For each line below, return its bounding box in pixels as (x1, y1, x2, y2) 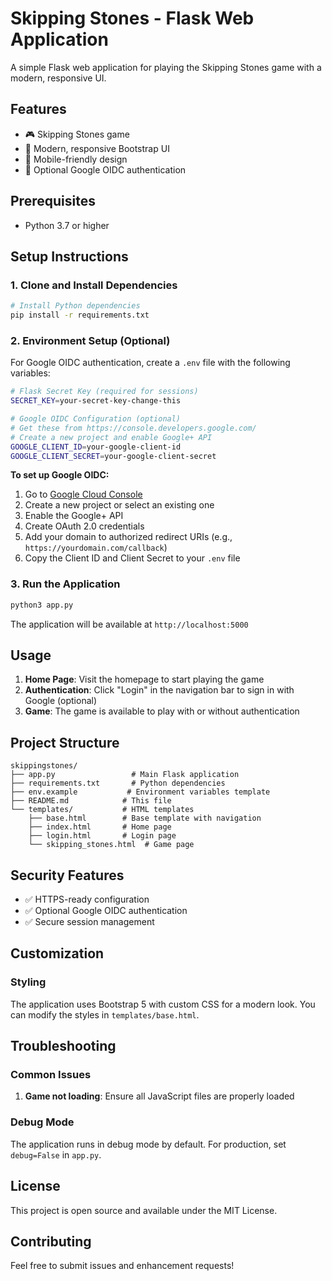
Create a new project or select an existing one (24, 499, 215, 511)
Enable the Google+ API (24, 510, 124, 522)
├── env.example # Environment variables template (10, 787, 271, 797)
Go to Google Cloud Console (24, 488, 143, 501)
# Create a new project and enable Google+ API (10, 432, 213, 442)
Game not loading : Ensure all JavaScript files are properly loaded (24, 1090, 295, 1102)
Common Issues (10, 1068, 92, 1082)
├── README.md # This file (10, 796, 172, 806)
